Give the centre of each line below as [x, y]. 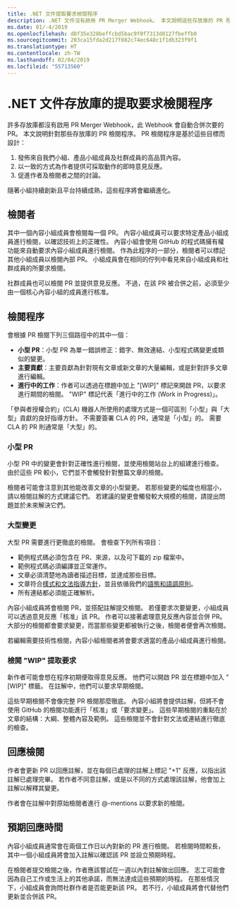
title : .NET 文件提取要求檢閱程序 [53, 14]
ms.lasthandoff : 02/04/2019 [49, 60]
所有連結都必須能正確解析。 [58, 592]
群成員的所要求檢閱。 [38, 268]
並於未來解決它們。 [41, 505]
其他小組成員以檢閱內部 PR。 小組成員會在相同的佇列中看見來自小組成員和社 [118, 260]
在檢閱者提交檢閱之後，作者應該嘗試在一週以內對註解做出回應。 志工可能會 [116, 870]
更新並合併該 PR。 [34, 896]
